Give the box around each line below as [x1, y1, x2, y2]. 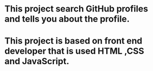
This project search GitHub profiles [4, 3, 148, 14]
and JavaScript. [4, 56, 70, 67]
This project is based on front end [4, 35, 143, 47]
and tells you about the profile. [4, 13, 130, 24]
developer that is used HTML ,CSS [4, 46, 144, 57]
